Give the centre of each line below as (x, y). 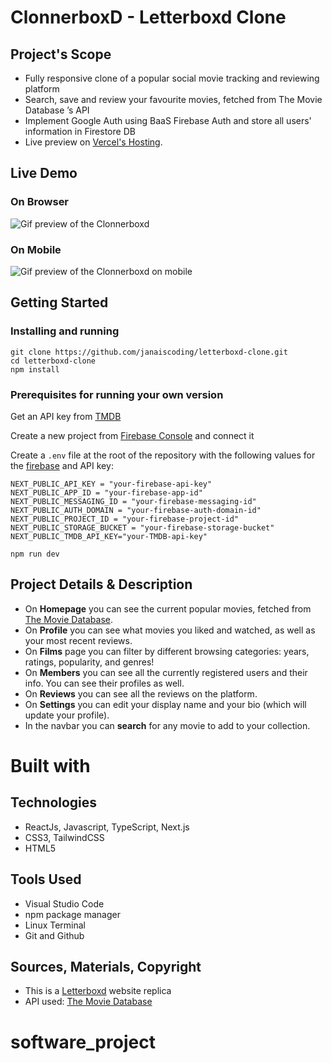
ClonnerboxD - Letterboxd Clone (148, 17)
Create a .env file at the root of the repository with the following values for (163, 455)
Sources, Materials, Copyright (106, 966)
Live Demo (44, 173)
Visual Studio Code (64, 903)
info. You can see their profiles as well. (104, 683)
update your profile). (67, 715)
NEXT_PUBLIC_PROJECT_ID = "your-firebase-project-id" (125, 519)
